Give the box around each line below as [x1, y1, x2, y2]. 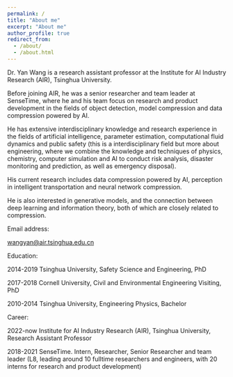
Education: [7, 252, 38, 260]
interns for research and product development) [7, 362, 142, 370]
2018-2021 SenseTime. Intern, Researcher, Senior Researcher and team [7, 347, 212, 355]
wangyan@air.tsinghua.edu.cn [7, 238, 95, 246]
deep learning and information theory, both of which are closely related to [7, 203, 219, 212]
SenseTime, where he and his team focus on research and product [7, 96, 198, 105]
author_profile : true [7, 29, 70, 37]
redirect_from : [7, 36, 51, 43]
